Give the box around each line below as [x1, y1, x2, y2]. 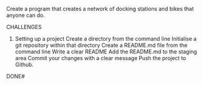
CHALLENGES [6, 24, 42, 30]
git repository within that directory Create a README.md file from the [15, 42, 188, 49]
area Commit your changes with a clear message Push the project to [15, 55, 187, 61]
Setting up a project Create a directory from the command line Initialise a [15, 35, 197, 42]
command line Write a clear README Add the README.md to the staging [15, 48, 198, 55]
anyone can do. [6, 12, 45, 19]
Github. [15, 61, 34, 68]
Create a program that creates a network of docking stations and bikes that [6, 5, 194, 12]
